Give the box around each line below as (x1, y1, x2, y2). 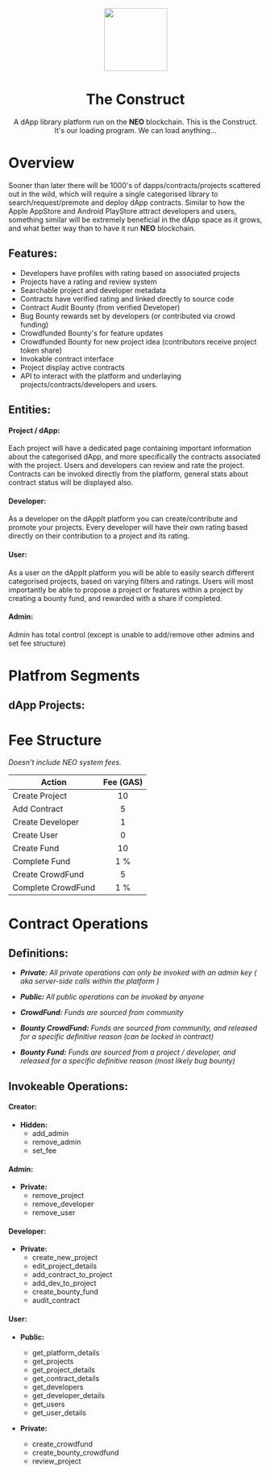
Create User (12, 829, 59, 841)
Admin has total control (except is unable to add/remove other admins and (8, 629, 255, 639)
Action (40, 777, 67, 788)
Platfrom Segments (8, 666, 140, 685)
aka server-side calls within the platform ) (19, 976, 160, 986)
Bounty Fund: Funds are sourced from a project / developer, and (19, 1047, 236, 1057)
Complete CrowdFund (12, 882, 95, 893)
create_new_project (31, 1253, 98, 1263)
